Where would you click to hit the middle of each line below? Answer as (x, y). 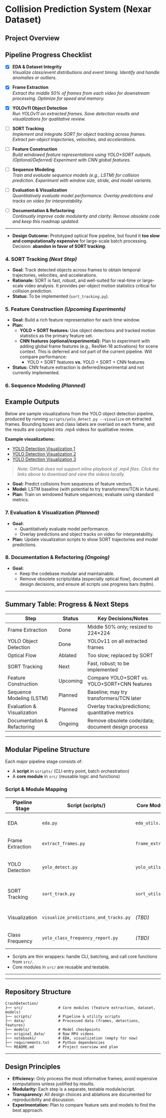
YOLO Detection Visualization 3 (44, 459)
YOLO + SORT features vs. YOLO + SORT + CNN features (86, 362)
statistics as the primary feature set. (56, 336)
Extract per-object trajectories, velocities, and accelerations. (74, 139)
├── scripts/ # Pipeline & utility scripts (63, 1016)
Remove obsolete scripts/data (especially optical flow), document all (89, 579)
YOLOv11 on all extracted (117, 641)
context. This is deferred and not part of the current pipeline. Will (86, 352)
